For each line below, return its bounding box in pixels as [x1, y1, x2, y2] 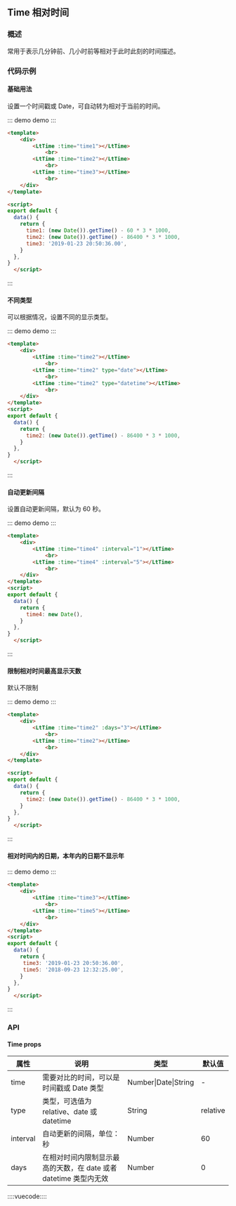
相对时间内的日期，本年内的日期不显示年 [7, 851, 124, 860]
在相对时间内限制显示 [41, 1153, 113, 1162]
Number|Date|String [127, 1077, 195, 1087]
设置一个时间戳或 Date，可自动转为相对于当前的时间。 [7, 101, 164, 110]
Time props [7, 1039, 42, 1049]
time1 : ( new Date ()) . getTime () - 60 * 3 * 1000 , [25, 227, 171, 234]
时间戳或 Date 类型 [41, 1083, 104, 1093]
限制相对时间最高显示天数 [7, 666, 81, 675]
